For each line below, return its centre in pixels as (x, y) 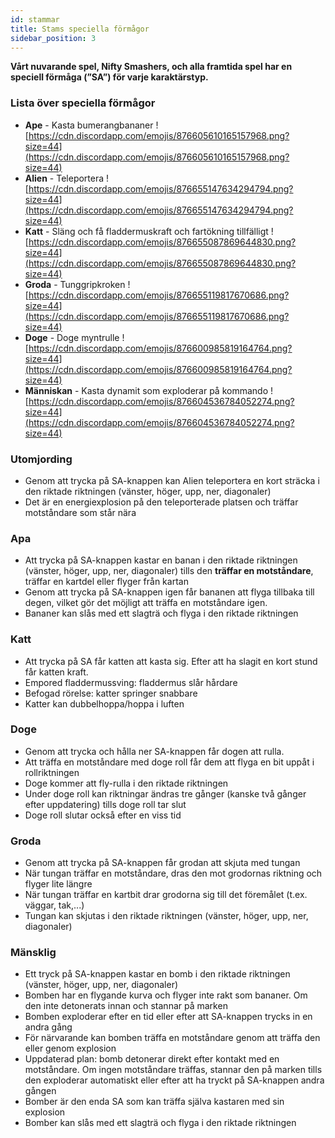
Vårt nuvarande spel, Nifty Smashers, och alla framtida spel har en (151, 67)
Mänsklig (33, 953)
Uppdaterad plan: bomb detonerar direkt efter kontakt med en (152, 1059)
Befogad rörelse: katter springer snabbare (111, 693)
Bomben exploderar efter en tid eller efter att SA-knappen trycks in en (168, 1017)
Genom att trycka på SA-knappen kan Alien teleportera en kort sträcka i (172, 480)
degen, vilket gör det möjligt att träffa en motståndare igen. (146, 603)
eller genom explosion (70, 1048)
